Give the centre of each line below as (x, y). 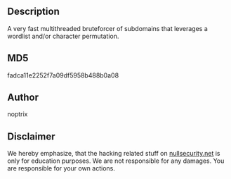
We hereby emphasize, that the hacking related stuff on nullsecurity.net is (114, 154)
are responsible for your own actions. (61, 168)
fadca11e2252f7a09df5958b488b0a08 (63, 75)
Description (33, 12)
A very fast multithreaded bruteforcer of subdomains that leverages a (108, 28)
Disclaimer (31, 136)
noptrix (18, 114)
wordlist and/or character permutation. (63, 36)
